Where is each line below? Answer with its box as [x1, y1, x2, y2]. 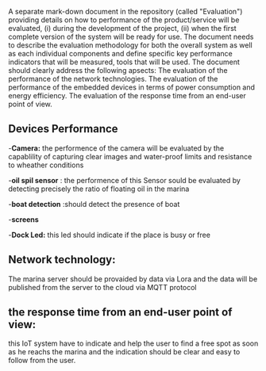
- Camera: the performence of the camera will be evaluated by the [8, 143, 225, 153]
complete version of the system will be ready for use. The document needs [8, 32, 254, 41]
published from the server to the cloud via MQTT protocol [8, 282, 197, 292]
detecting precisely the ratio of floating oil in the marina [8, 184, 190, 193]
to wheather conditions [8, 160, 84, 170]
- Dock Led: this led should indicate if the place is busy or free [8, 230, 210, 239]
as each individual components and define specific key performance [8, 49, 233, 58]
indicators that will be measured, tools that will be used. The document [8, 57, 241, 67]
